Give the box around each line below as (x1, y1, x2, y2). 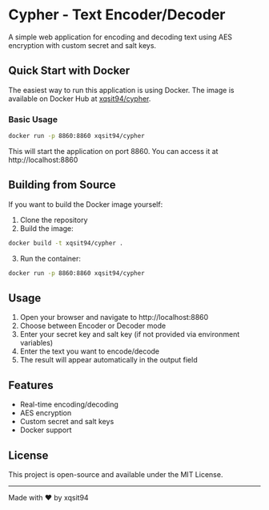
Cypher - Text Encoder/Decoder (8, 6, 226, 24)
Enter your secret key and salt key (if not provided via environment (19, 330, 240, 339)
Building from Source (8, 178, 116, 192)
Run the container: (19, 253, 82, 263)
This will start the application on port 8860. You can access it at (8, 146, 219, 156)
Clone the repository (19, 215, 88, 225)
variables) (19, 338, 54, 348)
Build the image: (19, 223, 74, 233)
